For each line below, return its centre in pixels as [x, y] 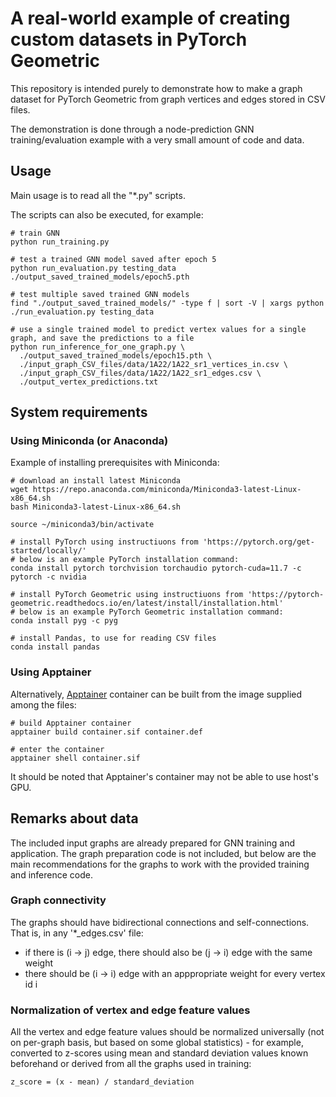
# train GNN [35, 233]
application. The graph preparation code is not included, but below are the [163, 853]
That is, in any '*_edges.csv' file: [77, 933]
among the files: [43, 704]
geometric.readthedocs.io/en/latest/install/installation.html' [147, 603]
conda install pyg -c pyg [64, 621]
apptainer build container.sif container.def [106, 732]
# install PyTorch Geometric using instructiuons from [127, 595]
